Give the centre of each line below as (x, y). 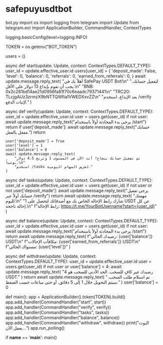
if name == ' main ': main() (31, 337)
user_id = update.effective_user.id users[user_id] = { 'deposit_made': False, (81, 71)
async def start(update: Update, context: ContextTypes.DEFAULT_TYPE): (78, 65)
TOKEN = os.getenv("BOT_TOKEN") (41, 46)
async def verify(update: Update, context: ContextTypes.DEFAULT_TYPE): (80, 111)
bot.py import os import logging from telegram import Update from (72, 22)
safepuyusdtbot (39, 9)
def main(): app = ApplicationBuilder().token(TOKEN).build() (65, 297)
